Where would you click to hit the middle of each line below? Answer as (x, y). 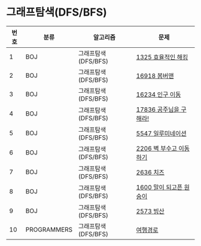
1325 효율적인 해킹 (162, 57)
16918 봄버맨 (155, 75)
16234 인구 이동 (159, 95)
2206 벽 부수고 (157, 148)
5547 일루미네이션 (161, 133)
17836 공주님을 (158, 110)
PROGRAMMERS (49, 229)
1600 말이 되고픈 (159, 187)
